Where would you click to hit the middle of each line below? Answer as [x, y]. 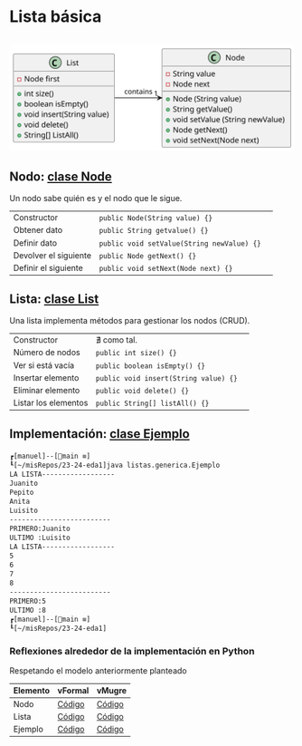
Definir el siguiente [48, 268]
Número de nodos [47, 353]
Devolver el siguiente [52, 255]
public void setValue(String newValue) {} [180, 243]
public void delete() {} [142, 392]
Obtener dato [38, 230]
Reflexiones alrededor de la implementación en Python [132, 651]
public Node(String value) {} [156, 218]
